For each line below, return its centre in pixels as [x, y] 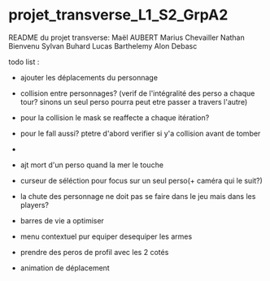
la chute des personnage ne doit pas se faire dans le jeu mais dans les [138, 196]
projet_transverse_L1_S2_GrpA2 [118, 15]
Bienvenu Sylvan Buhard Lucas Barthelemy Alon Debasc [103, 45]
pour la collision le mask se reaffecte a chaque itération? [115, 117]
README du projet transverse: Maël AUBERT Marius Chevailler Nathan [127, 37]
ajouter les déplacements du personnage [89, 77]
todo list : [24, 62]
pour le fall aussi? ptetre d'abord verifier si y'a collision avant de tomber [140, 133]
